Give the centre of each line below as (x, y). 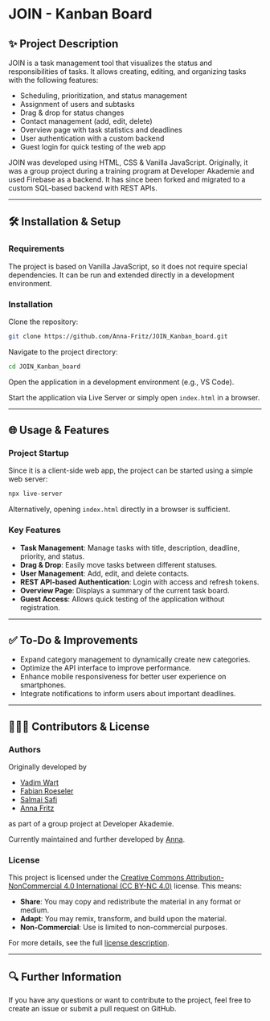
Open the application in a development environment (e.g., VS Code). (121, 382)
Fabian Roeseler (47, 791)
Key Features (35, 530)
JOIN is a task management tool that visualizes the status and (110, 63)
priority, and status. (52, 556)
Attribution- (205, 878)
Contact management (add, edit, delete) (86, 121)
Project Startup (39, 453)
